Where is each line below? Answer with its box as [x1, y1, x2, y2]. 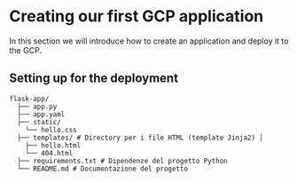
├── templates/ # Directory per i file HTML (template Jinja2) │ [17, 133, 264, 142]
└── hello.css [25, 125, 77, 134]
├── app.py [17, 102, 58, 111]
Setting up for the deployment [9, 71, 179, 86]
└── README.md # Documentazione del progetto [17, 164, 189, 173]
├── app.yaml [17, 109, 66, 119]
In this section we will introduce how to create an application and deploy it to [9, 36, 289, 46]
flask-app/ [9, 94, 50, 103]
